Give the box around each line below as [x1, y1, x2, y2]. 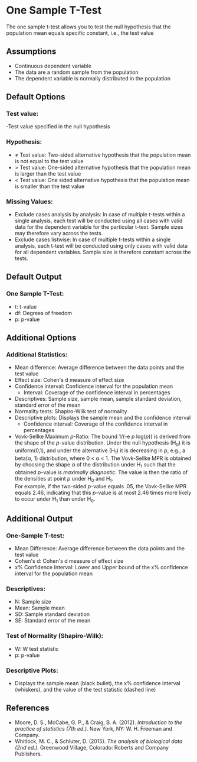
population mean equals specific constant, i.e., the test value [6, 29, 154, 36]
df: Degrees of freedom [14, 309, 73, 316]
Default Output [6, 272, 62, 282]
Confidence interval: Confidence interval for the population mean [14, 382, 173, 390]
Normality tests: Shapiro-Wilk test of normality [14, 408, 127, 415]
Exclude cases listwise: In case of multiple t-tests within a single [14, 236, 171, 243]
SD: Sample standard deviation [14, 611, 90, 618]
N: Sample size [14, 598, 51, 605]
